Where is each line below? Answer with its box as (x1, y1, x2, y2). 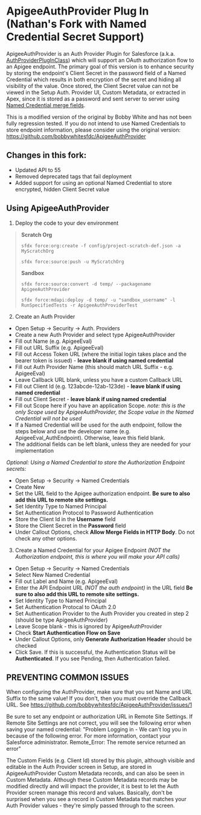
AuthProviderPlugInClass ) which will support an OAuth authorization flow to (6, 56, 194, 64)
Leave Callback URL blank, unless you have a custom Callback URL (14, 376, 183, 383)
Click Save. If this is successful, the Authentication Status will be (14, 648, 176, 656)
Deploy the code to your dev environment (14, 219, 119, 227)
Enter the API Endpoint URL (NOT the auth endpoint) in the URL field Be (14, 584, 193, 591)
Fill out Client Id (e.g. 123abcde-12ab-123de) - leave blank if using (14, 382, 181, 390)
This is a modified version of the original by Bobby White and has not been (6, 113, 192, 121)
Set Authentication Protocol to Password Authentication (14, 509, 154, 516)
